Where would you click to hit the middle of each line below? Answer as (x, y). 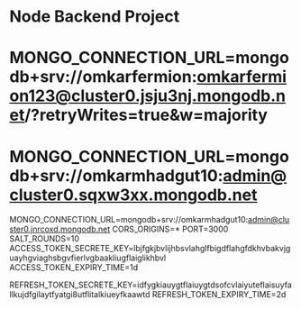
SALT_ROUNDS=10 (44, 239)
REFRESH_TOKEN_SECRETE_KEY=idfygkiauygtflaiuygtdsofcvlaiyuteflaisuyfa (151, 285)
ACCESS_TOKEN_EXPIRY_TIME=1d (73, 268)
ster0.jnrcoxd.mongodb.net (60, 229)
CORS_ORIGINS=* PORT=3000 (170, 229)
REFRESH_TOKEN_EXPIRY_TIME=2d (219, 295)
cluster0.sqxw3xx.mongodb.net (133, 195)
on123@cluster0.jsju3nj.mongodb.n (148, 96)
